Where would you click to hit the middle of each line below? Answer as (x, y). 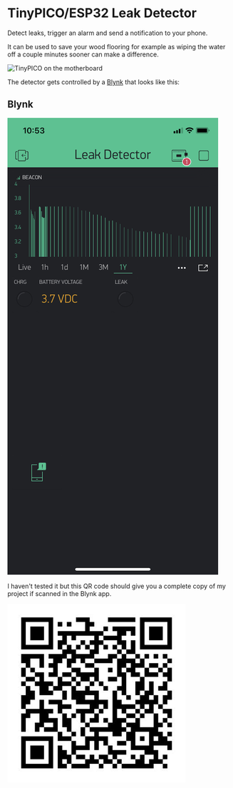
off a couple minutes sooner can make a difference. (83, 54)
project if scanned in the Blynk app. (59, 593)
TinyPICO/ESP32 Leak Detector (102, 13)
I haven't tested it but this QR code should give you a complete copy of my (117, 586)
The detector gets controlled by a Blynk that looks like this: (94, 82)
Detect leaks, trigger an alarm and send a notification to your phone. (108, 33)
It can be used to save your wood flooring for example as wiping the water (116, 46)
